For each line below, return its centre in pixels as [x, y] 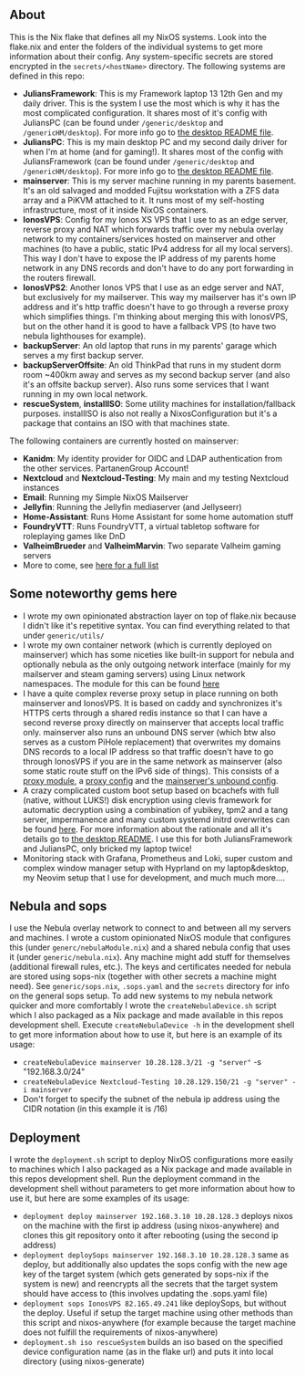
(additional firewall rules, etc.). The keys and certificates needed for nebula [150, 967]
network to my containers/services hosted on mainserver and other [149, 239]
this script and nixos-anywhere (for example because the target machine [159, 1323]
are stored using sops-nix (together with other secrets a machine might [143, 976]
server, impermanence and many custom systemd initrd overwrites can [156, 819]
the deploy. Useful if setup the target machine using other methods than [158, 1313]
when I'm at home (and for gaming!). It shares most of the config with [153, 151]
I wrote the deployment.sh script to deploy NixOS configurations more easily [152, 1160]
